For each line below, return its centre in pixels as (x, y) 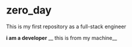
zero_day (29, 10)
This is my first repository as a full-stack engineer (66, 26)
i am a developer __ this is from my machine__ (62, 38)
